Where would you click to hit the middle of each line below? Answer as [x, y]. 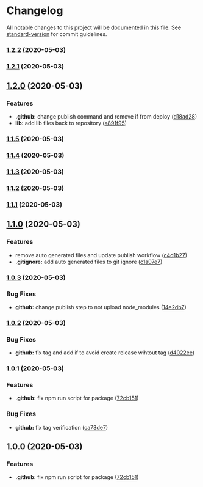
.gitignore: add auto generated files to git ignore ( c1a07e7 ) [89, 262]
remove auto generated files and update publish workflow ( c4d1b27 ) [101, 255]
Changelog [35, 11]
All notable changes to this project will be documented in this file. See [94, 27]
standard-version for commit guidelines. [57, 34]
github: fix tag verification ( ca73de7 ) [62, 427]
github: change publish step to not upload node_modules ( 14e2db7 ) [101, 307]
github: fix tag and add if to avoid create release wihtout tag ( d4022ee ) [105, 353]
